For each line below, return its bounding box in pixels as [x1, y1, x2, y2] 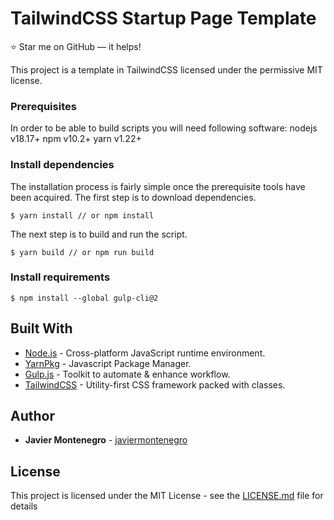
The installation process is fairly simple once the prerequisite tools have [10, 180, 306, 192]
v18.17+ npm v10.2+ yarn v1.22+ [10, 133, 142, 145]
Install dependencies [10, 158, 115, 172]
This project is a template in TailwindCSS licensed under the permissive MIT [10, 63, 323, 76]
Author [10, 408, 55, 425]
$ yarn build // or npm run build [10, 247, 155, 257]
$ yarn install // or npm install [10, 210, 155, 221]
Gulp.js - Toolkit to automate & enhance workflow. [24, 368, 231, 380]
